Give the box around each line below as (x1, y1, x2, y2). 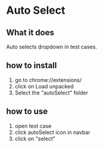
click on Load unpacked (14, 82, 74, 90)
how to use (6, 106, 48, 117)
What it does (6, 27, 55, 38)
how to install (6, 60, 57, 71)
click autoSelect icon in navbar (14, 128, 90, 136)
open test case (14, 122, 52, 129)
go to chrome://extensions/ (14, 76, 82, 84)
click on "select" (14, 135, 55, 142)
